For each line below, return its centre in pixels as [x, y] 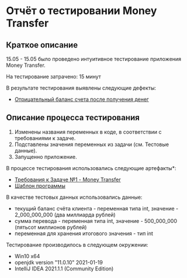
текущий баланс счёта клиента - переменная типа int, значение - [96, 208]
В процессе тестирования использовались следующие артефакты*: [91, 168]
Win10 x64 [27, 256]
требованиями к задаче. [45, 138]
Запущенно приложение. [46, 157]
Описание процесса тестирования [73, 118]
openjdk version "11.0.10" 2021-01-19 [59, 262]
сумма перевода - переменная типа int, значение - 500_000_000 [96, 221]
